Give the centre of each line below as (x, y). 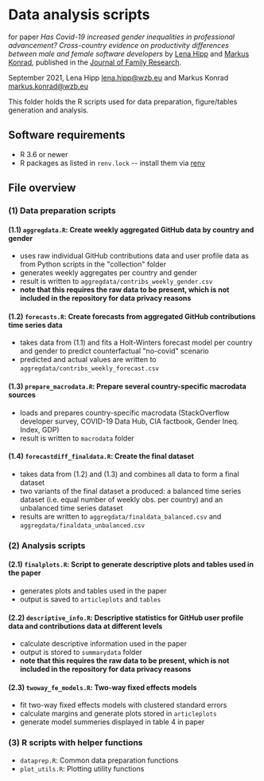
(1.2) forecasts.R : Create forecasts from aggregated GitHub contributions (132, 316)
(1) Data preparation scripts (62, 211)
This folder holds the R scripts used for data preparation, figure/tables (123, 101)
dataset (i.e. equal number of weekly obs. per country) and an (121, 499)
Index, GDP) (39, 429)
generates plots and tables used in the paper (93, 591)
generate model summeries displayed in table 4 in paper (112, 722)
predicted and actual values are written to (88, 360)
